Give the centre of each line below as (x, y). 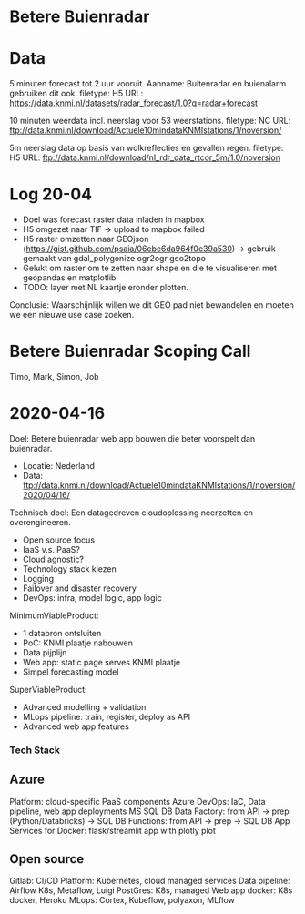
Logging (38, 578)
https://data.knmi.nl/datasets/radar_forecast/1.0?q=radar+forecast (133, 103)
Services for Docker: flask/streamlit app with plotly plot (113, 830)
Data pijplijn (45, 652)
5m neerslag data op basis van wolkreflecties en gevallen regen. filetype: (147, 148)
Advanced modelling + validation (84, 706)
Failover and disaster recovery (79, 588)
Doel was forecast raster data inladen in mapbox (113, 219)
